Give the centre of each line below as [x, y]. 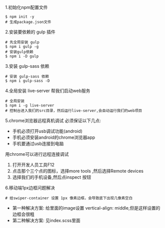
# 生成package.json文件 [28, 22]
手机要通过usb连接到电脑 [38, 144]
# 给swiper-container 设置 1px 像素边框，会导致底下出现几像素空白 [69, 198]
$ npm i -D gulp [22, 56]
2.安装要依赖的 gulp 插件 [30, 32]
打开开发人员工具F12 [33, 165]
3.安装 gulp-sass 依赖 [27, 66]
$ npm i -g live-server [30, 106]
